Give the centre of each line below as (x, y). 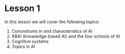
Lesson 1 (23, 8)
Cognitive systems (30, 41)
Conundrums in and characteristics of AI (52, 31)
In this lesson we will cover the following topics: (52, 22)
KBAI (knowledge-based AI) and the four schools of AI (66, 36)
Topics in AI (23, 46)
